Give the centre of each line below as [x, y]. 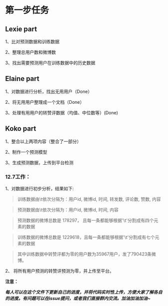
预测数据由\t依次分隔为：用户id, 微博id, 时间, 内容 [68, 210]
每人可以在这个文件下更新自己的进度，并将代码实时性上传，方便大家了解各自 [84, 292]
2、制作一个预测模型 [26, 152]
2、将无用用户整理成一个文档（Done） [45, 102]
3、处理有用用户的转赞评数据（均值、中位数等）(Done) [62, 112]
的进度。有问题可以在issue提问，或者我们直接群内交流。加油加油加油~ [78, 298]
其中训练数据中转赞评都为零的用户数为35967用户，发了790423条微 [86, 254]
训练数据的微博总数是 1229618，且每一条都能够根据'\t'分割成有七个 [86, 237]
